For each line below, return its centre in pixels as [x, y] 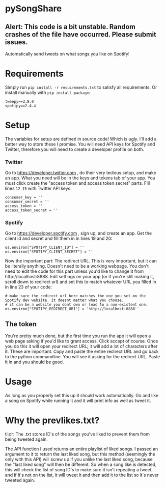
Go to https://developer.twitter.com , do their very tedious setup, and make [81, 173]
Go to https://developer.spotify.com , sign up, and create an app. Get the [79, 233]
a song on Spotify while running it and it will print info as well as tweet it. [78, 401]
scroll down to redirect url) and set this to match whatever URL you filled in [81, 282]
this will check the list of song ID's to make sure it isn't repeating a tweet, [79, 470]
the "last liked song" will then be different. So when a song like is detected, [81, 464]
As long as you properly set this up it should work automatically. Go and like [82, 396]
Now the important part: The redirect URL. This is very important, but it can [81, 261]
